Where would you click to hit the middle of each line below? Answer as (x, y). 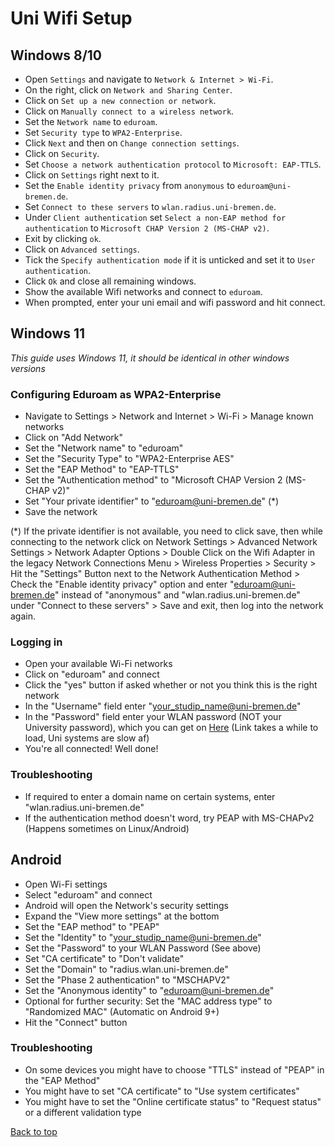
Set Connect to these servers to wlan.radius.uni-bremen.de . (150, 206)
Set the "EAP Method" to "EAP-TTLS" (102, 469)
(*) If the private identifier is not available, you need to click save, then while (167, 531)
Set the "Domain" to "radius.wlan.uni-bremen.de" (126, 969)
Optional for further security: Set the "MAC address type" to (148, 1001)
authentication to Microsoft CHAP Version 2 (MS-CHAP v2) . (147, 228)
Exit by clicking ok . (63, 238)
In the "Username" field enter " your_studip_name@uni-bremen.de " (163, 706)
